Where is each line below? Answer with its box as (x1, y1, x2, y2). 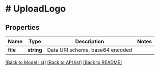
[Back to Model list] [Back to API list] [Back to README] (5, 59, 122, 65)
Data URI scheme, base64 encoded (47, 46, 132, 53)
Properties (5, 23, 40, 32)
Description (75, 38, 104, 45)
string (27, 46, 42, 53)
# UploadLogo (5, 3, 66, 15)
